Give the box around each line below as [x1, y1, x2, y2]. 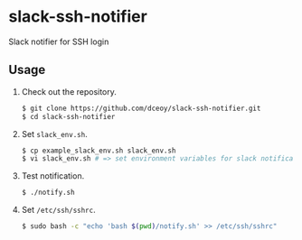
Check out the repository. [21, 86, 117, 97]
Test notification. [21, 171, 85, 181]
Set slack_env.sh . [21, 128, 88, 139]
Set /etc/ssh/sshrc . [21, 205, 96, 216]
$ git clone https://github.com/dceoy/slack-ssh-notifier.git [21, 104, 261, 113]
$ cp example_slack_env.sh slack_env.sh [21, 146, 176, 155]
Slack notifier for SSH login [8, 36, 109, 47]
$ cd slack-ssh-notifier [21, 112, 116, 121]
